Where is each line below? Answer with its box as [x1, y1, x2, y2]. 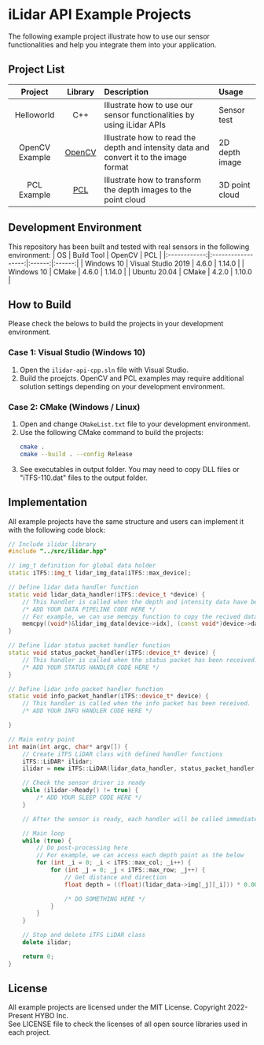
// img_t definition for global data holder [8, 562, 156, 570]
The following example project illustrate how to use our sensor [8, 32, 211, 41]
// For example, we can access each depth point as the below [36, 851, 244, 860]
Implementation [8, 496, 88, 509]
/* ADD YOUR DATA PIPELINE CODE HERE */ [22, 605, 156, 613]
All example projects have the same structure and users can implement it [8, 516, 244, 526]
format [104, 162, 129, 173]
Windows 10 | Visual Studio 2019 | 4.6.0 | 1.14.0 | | [85, 258, 245, 268]
